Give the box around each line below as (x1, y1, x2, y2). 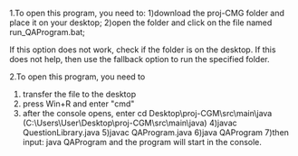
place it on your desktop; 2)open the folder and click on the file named (9, 17, 273, 28)
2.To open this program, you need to (9, 71, 146, 82)
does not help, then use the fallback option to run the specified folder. (9, 54, 270, 64)
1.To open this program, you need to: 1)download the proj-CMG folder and (9, 8, 285, 18)
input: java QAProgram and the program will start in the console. (22, 137, 263, 147)
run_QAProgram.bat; (9, 27, 86, 37)
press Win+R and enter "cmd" (22, 98, 135, 109)
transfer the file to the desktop (22, 89, 137, 99)
